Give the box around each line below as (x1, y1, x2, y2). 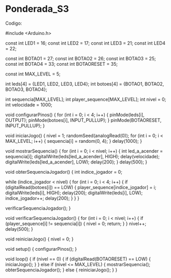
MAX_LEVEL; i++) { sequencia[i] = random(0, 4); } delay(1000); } (5, 138, 142, 144)
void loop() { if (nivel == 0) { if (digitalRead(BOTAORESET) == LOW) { (5, 255, 151, 262)
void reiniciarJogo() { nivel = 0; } (5, 236, 74, 242)
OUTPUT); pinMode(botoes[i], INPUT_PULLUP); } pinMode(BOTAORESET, (5, 117, 162, 123)
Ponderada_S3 (5, 3, 69, 15)
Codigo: (5, 20, 22, 26)
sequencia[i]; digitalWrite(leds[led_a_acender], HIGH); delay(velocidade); (5, 153, 160, 159)
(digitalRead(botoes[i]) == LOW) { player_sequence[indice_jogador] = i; (5, 184, 157, 190)
